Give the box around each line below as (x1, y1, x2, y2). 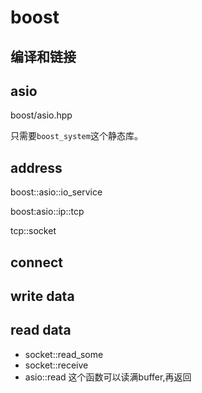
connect (10, 254, 63, 271)
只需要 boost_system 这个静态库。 (10, 130, 143, 142)
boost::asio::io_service (10, 186, 103, 198)
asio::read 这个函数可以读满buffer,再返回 (24, 371, 192, 383)
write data (10, 287, 75, 305)
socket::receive (24, 359, 89, 371)
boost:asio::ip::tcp (10, 206, 85, 218)
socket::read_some (24, 348, 104, 360)
